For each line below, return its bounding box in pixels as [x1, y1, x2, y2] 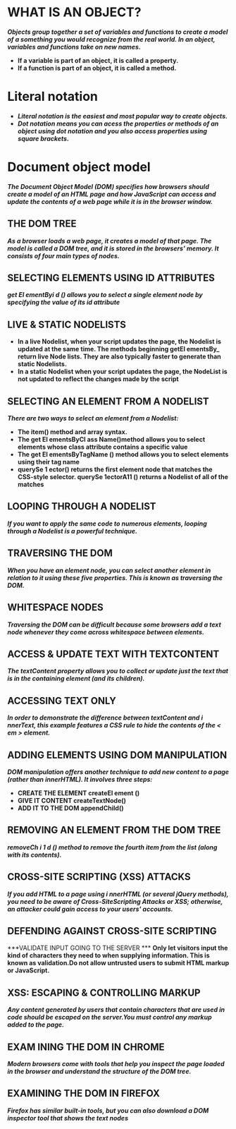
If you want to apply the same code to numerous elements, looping [7, 519, 208, 528]
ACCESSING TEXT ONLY [7, 694, 116, 706]
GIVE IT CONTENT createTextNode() [17, 796, 127, 804]
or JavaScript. [7, 966, 50, 974]
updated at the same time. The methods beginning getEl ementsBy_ [17, 345, 220, 354]
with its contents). [7, 850, 62, 859]
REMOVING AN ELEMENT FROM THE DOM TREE [7, 824, 221, 836]
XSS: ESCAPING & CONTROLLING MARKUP [7, 986, 201, 998]
